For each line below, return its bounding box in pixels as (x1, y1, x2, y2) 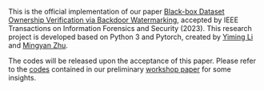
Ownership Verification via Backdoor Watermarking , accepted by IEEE (8, 15, 238, 25)
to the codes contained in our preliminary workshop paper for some (8, 65, 232, 74)
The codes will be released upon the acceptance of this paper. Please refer (8, 56, 256, 65)
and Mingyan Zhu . (8, 41, 68, 50)
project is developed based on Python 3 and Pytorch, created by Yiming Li (8, 32, 254, 41)
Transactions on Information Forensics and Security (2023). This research (8, 24, 252, 33)
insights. (8, 73, 37, 82)
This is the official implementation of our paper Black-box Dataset (8, 7, 226, 16)
